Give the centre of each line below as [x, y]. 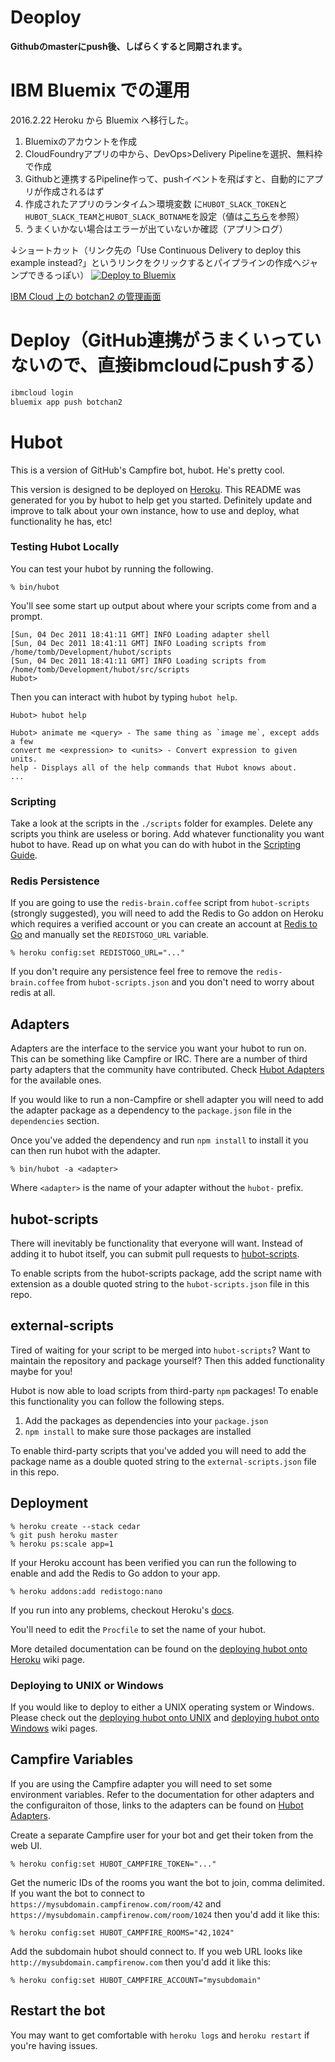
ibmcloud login [42, 392]
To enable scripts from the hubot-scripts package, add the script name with [166, 1273]
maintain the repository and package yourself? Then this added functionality [167, 1360]
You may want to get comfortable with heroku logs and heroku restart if [160, 2035]
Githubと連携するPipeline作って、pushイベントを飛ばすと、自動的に [165, 178]
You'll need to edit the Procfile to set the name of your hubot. [138, 1629]
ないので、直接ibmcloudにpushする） [167, 365]
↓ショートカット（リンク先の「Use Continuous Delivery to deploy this [156, 250]
